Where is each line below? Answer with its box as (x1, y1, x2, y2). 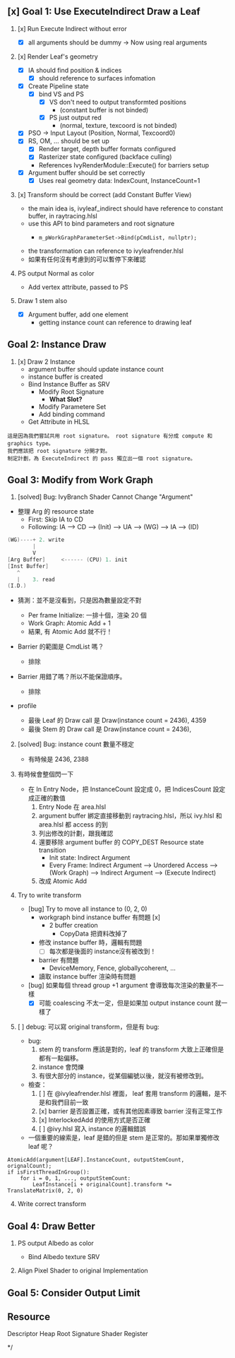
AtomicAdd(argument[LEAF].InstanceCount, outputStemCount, (7, 1157, 185, 1164)
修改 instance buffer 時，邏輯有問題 (38, 938, 143, 947)
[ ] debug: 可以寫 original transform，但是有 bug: (17, 1022, 160, 1031)
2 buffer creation (49, 921, 99, 930)
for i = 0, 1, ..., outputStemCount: (20, 1175, 131, 1182)
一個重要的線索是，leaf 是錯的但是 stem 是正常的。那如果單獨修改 (28, 1133, 220, 1142)
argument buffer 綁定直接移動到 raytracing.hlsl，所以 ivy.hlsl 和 (38, 812, 222, 820)
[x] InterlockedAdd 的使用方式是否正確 (38, 1116, 150, 1124)
